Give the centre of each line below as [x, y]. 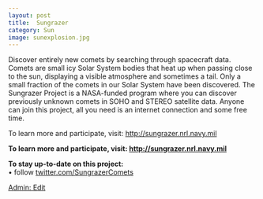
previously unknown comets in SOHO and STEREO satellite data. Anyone [126, 101]
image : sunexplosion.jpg [49, 37]
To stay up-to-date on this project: [66, 164]
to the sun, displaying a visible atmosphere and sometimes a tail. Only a [124, 76]
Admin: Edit [27, 188]
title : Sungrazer [38, 23]
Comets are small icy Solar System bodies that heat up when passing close [130, 68]
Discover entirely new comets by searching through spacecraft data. [120, 60]
